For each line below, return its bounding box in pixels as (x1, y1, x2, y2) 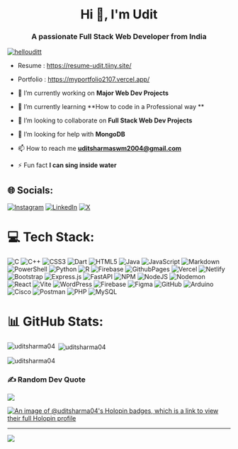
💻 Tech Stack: (7, 229, 95, 245)
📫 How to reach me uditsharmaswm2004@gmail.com (17, 144, 182, 153)
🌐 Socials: (7, 184, 54, 196)
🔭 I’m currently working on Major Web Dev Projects (17, 89, 169, 98)
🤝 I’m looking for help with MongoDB (17, 130, 125, 139)
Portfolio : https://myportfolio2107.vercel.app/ (17, 75, 150, 84)
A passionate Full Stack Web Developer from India (31, 32, 207, 42)
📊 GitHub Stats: (7, 314, 104, 330)
